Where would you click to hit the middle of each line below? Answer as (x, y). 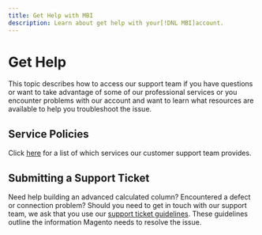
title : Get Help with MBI (51, 15)
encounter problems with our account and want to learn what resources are (131, 100)
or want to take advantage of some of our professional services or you (123, 93)
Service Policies (49, 134)
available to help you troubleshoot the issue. (80, 109)
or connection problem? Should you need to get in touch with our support (127, 206)
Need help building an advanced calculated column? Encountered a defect (129, 197)
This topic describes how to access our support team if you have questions (131, 84)
